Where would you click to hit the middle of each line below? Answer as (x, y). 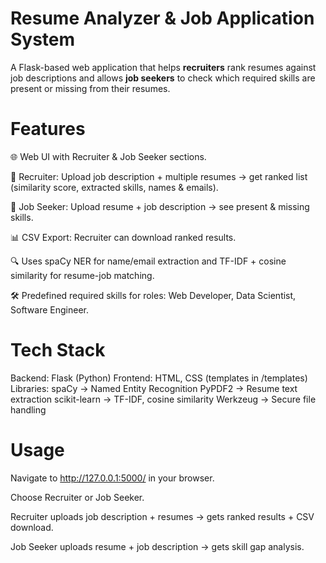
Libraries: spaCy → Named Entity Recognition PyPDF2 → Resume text (154, 388)
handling (28, 409)
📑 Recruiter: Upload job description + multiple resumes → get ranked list (159, 176)
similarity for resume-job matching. (82, 275)
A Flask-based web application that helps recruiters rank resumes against (163, 67)
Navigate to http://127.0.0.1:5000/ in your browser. (112, 478)
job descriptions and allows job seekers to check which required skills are (163, 78)
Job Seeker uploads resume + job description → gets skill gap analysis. (157, 546)
